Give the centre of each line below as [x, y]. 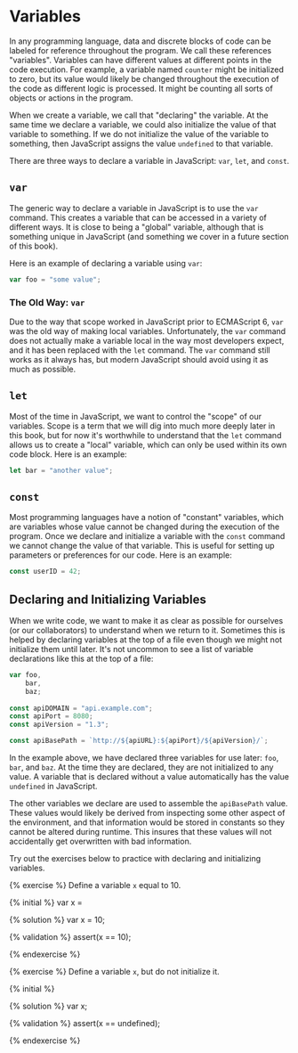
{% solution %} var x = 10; [57, 920]
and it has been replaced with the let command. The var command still [140, 350]
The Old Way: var [47, 302]
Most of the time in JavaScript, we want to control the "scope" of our [136, 416]
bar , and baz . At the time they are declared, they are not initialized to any [141, 767]
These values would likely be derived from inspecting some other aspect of [147, 813]
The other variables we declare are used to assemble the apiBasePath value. [149, 804]
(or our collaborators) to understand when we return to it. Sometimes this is [147, 631]
